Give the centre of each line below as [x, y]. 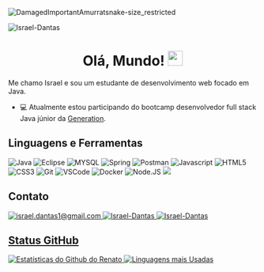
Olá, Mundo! [124, 61]
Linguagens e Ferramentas [76, 144]
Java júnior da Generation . [63, 118]
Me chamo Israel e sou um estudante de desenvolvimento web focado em [129, 82]
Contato [28, 196]
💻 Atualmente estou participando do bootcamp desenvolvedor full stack [138, 107]
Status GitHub [43, 240]
